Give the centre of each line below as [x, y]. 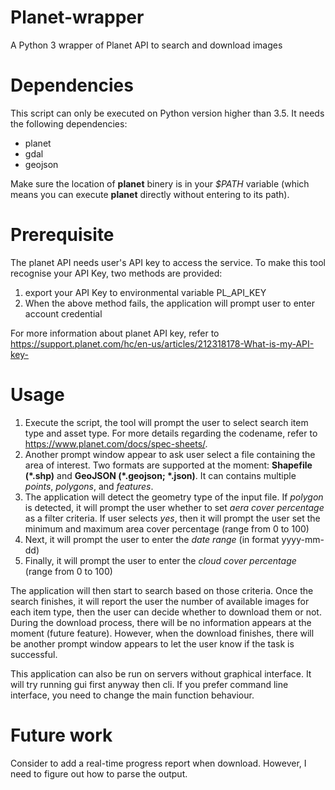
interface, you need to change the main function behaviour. [132, 695]
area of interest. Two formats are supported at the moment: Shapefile [168, 465]
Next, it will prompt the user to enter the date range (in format [152, 539]
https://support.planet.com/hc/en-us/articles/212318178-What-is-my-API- [162, 343]
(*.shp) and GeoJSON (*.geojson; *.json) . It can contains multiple [160, 475]
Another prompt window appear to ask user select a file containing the [170, 454]
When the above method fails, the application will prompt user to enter [169, 303]
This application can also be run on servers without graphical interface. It [161, 673]
